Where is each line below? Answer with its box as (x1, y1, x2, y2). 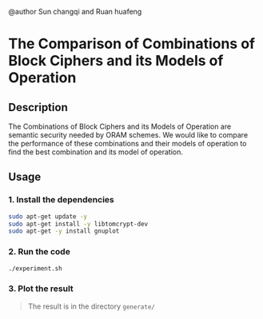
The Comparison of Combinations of (8, 35, 256, 53)
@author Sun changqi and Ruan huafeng (8, 7, 142, 16)
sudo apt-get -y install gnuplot (8, 227, 120, 235)
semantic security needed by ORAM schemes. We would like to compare (8, 130, 249, 139)
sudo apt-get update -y (8, 212, 88, 221)
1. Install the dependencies (8, 194, 114, 205)
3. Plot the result (8, 283, 74, 294)
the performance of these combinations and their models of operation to (8, 139, 247, 148)
